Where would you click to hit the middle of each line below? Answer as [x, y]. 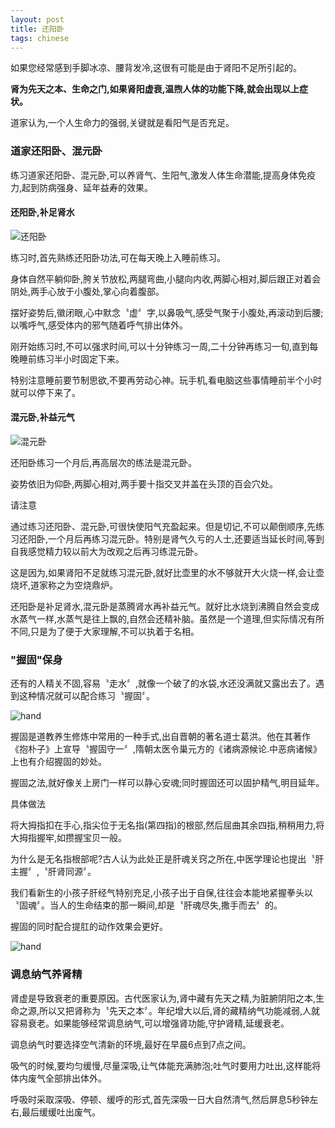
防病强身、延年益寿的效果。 [96, 187]
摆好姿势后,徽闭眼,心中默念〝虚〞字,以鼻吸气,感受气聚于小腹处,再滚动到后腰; [167, 312]
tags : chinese [40, 38]
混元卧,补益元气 [42, 417]
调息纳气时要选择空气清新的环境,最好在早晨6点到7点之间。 [131, 1044]
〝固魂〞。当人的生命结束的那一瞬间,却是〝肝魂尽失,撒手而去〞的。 [146, 905]
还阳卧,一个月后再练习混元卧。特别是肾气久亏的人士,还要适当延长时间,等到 [171, 539]
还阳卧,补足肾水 [42, 212]
